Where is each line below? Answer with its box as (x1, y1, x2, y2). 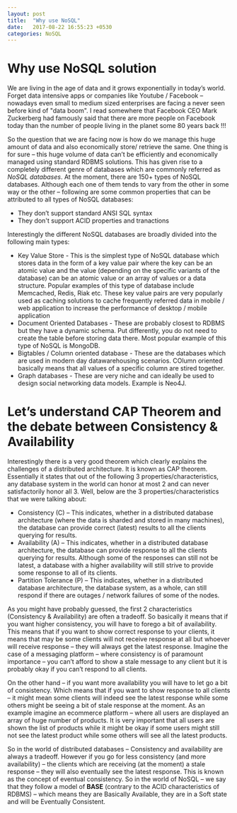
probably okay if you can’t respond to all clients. (7, 665, 147, 674)
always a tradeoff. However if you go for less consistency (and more (7, 752, 207, 761)
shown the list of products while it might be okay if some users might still (7, 724, 220, 732)
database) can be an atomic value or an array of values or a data (17, 274, 207, 283)
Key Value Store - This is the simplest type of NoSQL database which (17, 252, 219, 260)
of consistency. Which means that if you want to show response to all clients (7, 686, 231, 695)
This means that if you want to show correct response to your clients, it (7, 627, 215, 636)
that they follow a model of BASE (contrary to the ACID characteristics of (7, 783, 219, 791)
